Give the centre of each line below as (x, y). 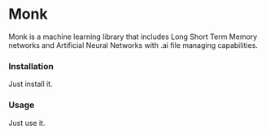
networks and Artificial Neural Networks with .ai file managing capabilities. (133, 45)
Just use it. (27, 123)
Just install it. (31, 84)
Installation (31, 66)
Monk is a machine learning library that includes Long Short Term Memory (133, 37)
